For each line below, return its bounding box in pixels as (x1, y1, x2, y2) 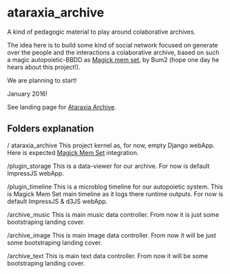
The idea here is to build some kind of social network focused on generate (7, 41, 218, 49)
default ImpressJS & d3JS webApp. (7, 197, 108, 205)
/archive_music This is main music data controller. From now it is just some (7, 210, 219, 218)
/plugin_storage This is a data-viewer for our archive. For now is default (7, 162, 210, 170)
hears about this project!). (7, 63, 81, 71)
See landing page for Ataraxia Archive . (7, 103, 117, 111)
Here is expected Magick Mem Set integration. (7, 148, 139, 156)
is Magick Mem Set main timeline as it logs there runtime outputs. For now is (7, 189, 224, 198)
